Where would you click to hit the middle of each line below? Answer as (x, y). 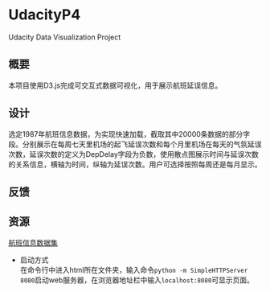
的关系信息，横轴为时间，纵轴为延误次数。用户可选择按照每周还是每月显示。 (135, 164)
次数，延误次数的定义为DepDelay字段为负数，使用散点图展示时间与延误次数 (134, 154)
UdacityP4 (45, 15)
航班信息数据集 (33, 242)
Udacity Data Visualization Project (65, 37)
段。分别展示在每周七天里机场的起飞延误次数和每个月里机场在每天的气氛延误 (135, 144)
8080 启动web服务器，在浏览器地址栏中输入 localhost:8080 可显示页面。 (137, 280)
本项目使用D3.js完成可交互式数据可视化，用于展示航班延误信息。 (115, 85)
